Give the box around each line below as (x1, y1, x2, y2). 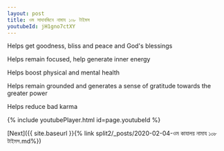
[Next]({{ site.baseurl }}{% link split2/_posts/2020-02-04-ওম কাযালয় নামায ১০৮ (7, 129, 218, 138)
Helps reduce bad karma (7, 103, 78, 111)
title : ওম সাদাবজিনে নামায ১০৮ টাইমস (7, 17, 90, 23)
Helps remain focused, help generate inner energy (7, 55, 151, 63)
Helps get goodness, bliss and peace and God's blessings (7, 42, 173, 50)
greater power (7, 89, 48, 97)
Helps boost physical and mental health (7, 68, 120, 77)
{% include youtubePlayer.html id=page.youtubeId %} (7, 116, 161, 124)
